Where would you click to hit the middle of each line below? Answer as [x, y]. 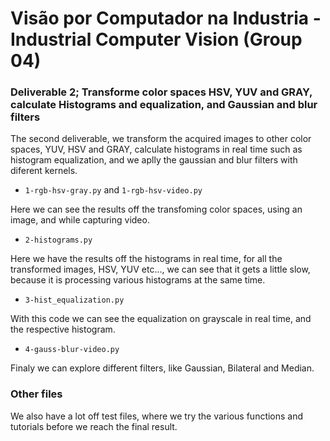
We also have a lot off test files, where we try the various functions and [157, 416]
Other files [36, 394]
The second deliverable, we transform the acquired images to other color [161, 139]
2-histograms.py [58, 240]
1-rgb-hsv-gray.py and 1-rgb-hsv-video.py [113, 190]
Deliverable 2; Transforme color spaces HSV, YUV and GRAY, [161, 92]
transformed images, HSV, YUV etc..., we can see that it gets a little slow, [160, 269]
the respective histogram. [63, 329]
